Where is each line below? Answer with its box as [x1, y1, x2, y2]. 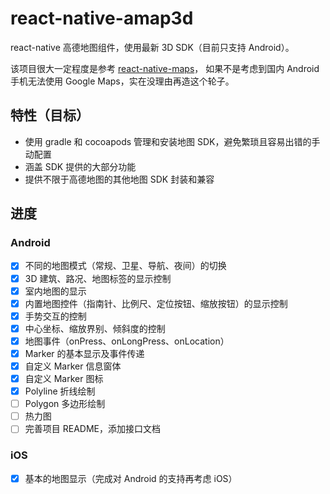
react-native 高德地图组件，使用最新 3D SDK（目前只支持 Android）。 [10, 41, 295, 53]
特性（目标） [10, 107, 90, 124]
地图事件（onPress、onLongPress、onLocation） [24, 335, 230, 347]
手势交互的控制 [24, 310, 87, 322]
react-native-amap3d [10, 7, 194, 30]
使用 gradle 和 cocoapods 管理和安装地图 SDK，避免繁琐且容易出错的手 [24, 135, 321, 147]
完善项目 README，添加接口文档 [24, 423, 161, 435]
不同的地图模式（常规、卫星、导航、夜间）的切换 [24, 260, 227, 272]
